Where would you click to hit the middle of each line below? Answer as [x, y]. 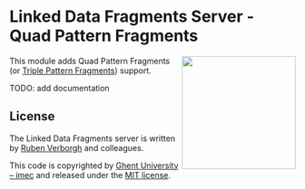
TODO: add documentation [60, 88]
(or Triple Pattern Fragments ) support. [80, 71]
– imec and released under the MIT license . [90, 175]
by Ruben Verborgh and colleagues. [77, 147]
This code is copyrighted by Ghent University [94, 165]
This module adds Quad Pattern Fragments [90, 61]
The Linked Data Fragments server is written [92, 138]
